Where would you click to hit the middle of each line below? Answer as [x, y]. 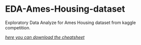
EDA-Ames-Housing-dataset [65, 9]
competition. [18, 27]
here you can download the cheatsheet [45, 37]
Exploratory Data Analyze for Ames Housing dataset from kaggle [70, 22]
